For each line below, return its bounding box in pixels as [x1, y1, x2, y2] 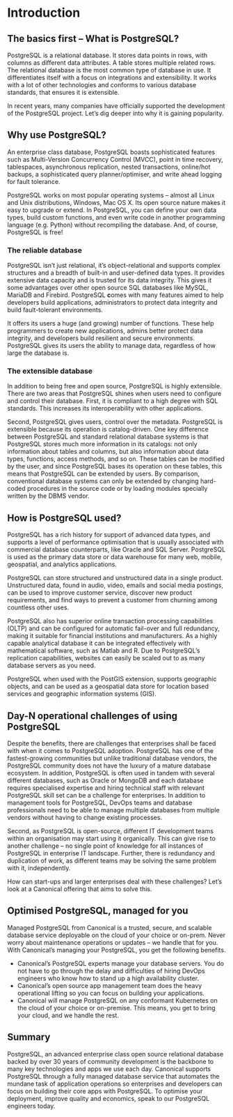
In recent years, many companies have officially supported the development [7, 102, 225, 109]
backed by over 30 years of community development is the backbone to [7, 1057, 214, 1065]
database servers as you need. [7, 661, 96, 670]
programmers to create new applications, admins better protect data [7, 326, 203, 335]
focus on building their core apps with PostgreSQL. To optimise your [7, 1086, 203, 1095]
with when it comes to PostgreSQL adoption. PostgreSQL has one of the [7, 747, 214, 755]
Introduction [7, 5, 81, 21]
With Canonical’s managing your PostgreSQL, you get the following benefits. [7, 945, 226, 954]
